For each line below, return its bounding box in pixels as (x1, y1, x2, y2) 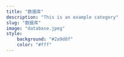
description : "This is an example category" (6, 14, 119, 20)
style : (6, 31, 23, 37)
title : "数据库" (6, 8, 44, 15)
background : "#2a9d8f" (17, 36, 73, 42)
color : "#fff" (17, 42, 52, 48)
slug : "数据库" (6, 20, 41, 26)
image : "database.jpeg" (6, 25, 66, 31)
